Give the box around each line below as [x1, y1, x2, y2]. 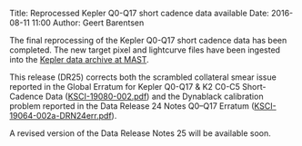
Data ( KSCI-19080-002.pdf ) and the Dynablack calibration [45, 91, 264, 102]
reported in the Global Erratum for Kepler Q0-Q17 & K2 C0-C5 [9, 82, 241, 92]
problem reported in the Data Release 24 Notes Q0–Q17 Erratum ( [9, 101, 255, 112]
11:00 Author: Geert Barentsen [31, 17, 145, 28]
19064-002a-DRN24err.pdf [9, 111, 112, 121]
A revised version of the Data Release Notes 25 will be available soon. [9, 128, 271, 139]
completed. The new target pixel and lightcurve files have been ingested [9, 44, 280, 55]
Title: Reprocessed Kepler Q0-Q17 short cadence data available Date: [9, 8, 270, 18]
